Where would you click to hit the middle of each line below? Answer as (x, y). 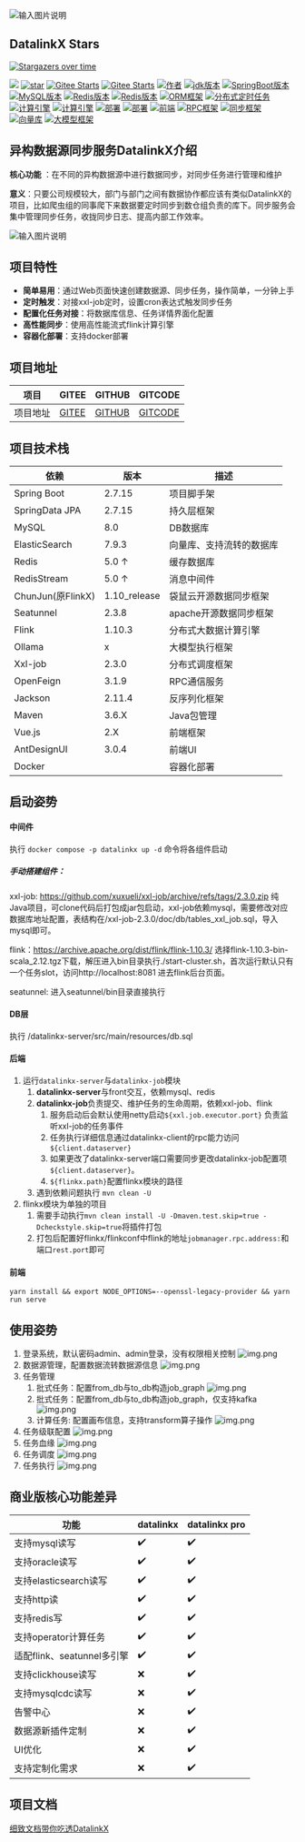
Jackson (32, 698)
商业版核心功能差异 (63, 1497)
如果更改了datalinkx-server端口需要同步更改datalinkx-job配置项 (168, 1159)
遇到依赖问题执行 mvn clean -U (93, 1193)
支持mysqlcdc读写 (53, 1694)
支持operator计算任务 (60, 1637)
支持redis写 (39, 1618)
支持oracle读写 (45, 1563)
